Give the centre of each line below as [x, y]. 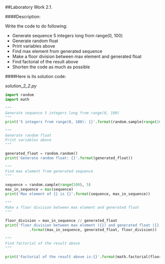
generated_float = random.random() [41, 153]
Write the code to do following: [36, 26]
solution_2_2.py [21, 86]
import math [17, 99]
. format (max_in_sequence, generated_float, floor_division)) [93, 230]
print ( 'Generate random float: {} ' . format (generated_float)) [69, 158]
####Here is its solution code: [36, 76]
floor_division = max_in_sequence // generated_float [61, 221]
